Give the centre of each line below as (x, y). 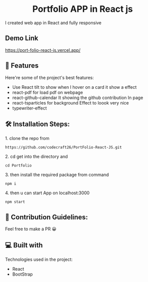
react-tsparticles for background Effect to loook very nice (71, 103)
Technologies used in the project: (39, 259)
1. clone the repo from (27, 139)
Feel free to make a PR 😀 (31, 229)
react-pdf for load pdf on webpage (47, 92)
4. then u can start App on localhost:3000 (47, 193)
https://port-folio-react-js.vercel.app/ (43, 50)
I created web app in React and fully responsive (53, 23)
